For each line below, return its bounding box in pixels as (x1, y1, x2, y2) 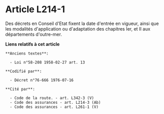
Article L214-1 (5, 4, 65, 15)
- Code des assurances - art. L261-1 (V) (10, 104, 99, 109)
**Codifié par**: (5, 69, 42, 74)
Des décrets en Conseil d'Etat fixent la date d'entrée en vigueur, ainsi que (5, 20, 159, 26)
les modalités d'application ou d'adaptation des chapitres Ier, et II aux (5, 25, 151, 32)
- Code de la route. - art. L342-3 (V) (10, 95, 94, 100)
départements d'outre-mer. (5, 31, 62, 37)
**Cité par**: (5, 87, 36, 92)
